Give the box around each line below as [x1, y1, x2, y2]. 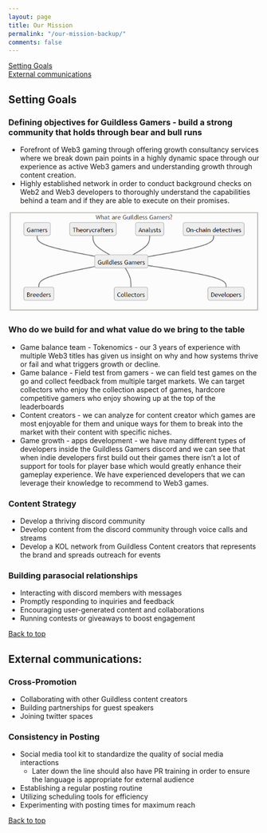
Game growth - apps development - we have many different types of [19, 435, 246, 445]
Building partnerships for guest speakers [19, 703, 154, 712]
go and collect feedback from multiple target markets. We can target [19, 376, 245, 386]
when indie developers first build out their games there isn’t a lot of [19, 452, 241, 462]
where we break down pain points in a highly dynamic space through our [19, 153, 260, 163]
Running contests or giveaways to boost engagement [19, 613, 195, 623]
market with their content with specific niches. [19, 427, 172, 437]
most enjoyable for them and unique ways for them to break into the [19, 418, 243, 428]
